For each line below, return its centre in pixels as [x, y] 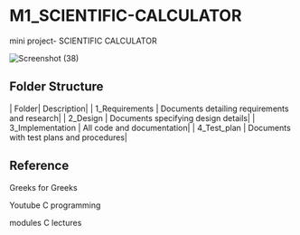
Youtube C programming [55, 205]
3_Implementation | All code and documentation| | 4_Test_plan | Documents [150, 127]
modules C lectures [46, 222]
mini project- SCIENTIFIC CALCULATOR [83, 41]
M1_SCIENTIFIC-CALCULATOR [126, 16]
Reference [39, 166]
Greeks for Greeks [44, 187]
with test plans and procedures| [69, 137]
